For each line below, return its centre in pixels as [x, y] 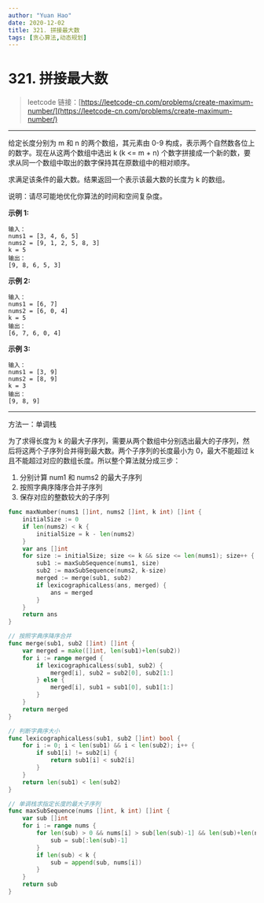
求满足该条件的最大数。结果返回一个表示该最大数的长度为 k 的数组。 [119, 180]
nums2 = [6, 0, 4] [38, 311]
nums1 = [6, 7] [33, 304]
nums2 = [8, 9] [33, 379]
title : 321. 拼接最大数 [44, 30]
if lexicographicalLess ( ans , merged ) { [102, 585]
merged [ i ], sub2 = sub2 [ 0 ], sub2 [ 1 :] [112, 673]
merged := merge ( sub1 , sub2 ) [84, 578]
